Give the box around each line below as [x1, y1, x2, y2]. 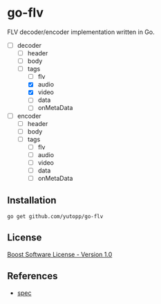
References [7, 270, 58, 282]
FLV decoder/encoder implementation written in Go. [7, 28, 155, 36]
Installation [7, 195, 57, 206]
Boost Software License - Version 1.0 [7, 250, 113, 258]
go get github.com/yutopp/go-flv [7, 213, 104, 220]
